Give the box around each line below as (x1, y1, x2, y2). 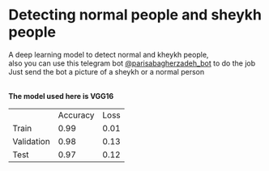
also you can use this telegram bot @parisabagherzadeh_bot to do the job (8, 58, 256, 68)
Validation (12, 135, 50, 147)
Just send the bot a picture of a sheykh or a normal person (8, 66, 205, 76)
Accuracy (58, 109, 95, 121)
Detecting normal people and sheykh (8, 6, 262, 24)
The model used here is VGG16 (8, 91, 114, 100)
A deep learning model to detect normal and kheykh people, (8, 49, 209, 59)
